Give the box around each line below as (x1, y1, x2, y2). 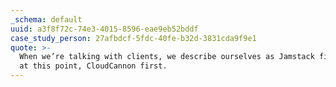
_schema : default (10, 14, 83, 25)
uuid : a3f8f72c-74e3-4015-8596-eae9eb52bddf (10, 24, 199, 34)
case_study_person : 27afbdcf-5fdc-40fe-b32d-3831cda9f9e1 (10, 33, 257, 43)
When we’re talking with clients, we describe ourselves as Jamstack (19, 52, 315, 62)
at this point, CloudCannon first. (19, 61, 168, 71)
